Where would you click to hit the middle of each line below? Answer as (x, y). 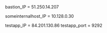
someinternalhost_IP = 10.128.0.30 (40, 16)
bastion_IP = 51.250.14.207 (32, 7)
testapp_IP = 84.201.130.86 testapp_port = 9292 (54, 25)
